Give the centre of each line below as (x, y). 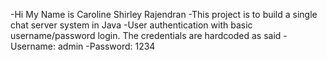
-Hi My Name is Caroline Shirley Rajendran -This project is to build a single (164, 14)
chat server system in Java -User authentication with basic (131, 25)
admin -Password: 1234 (106, 46)
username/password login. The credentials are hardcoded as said (146, 35)
